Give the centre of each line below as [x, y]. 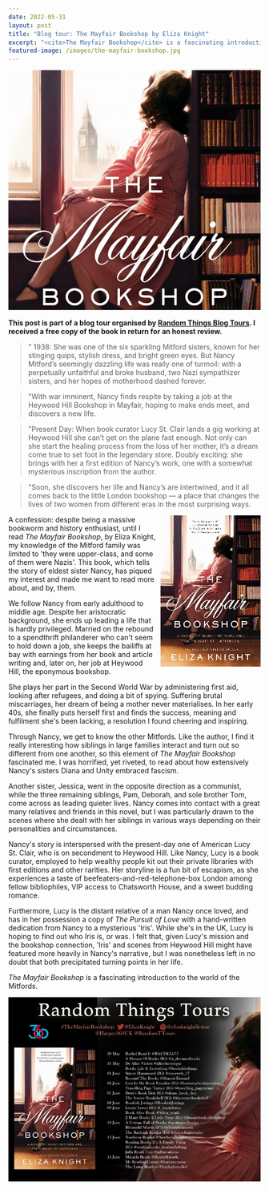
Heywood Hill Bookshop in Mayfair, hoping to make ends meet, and [139, 405]
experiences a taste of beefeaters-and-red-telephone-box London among [130, 878]
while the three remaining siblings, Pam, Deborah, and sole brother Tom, [127, 794]
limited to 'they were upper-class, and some [81, 554]
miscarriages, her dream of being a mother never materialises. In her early [131, 704]
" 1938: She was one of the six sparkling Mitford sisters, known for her [144, 347]
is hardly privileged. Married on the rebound [81, 628]
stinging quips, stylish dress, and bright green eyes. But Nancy [131, 355]
